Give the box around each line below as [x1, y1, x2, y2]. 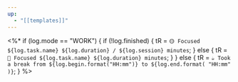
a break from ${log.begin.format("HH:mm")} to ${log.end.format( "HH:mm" [7, 61, 232, 68]
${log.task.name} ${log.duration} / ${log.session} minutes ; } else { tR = [7, 45, 228, 54]
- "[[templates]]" [14, 17, 69, 24]
